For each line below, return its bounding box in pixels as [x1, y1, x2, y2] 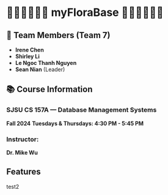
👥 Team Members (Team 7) [6, 30, 111, 40]
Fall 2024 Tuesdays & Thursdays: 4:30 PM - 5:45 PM [6, 120, 144, 127]
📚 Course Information [6, 84, 93, 94]
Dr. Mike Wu [6, 148, 38, 156]
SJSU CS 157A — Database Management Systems [6, 105, 157, 114]
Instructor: [6, 135, 39, 143]
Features [6, 167, 41, 177]
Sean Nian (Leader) [15, 66, 65, 73]
